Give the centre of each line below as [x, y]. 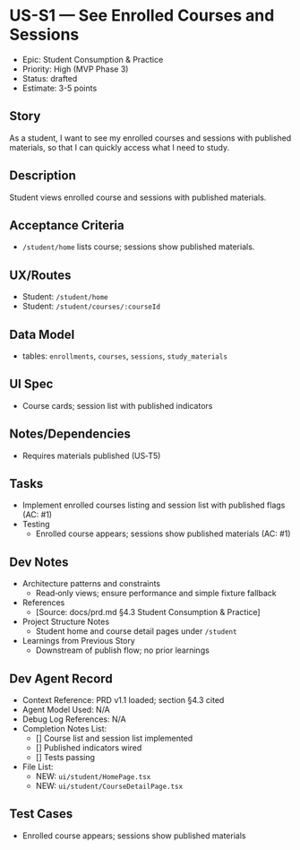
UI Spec [31, 384]
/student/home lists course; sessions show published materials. [138, 247]
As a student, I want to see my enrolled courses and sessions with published [150, 138]
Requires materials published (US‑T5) [91, 455]
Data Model [42, 334]
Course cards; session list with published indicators [117, 405]
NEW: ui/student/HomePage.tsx [93, 776]
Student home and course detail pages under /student [136, 631]
